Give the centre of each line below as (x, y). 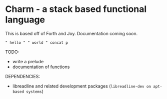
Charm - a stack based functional (76, 9)
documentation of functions (41, 67)
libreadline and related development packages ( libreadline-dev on (82, 86)
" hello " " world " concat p (37, 43)
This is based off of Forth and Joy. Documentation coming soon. (71, 33)
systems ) (34, 91)
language (25, 20)
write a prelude (28, 61)
